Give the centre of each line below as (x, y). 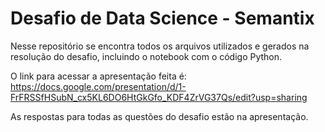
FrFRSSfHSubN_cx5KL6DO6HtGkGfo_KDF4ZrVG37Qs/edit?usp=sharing (159, 97)
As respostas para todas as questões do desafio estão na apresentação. (159, 116)
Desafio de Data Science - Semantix (162, 18)
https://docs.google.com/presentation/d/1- (98, 86)
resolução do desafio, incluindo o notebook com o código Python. (146, 56)
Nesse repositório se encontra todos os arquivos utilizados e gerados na (160, 46)
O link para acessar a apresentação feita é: (98, 76)
